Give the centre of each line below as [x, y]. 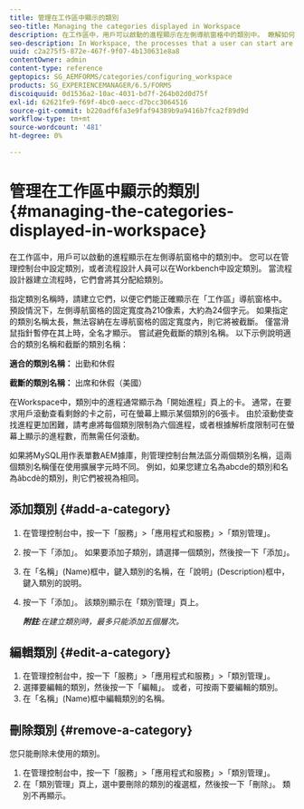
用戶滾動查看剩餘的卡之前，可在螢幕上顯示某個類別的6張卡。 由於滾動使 [152, 413]
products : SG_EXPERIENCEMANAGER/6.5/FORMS [90, 85]
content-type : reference [56, 69]
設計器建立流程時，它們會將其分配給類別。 [89, 279]
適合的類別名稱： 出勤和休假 [62, 363]
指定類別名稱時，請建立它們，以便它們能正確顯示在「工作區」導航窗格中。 [148, 298]
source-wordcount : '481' [56, 128]
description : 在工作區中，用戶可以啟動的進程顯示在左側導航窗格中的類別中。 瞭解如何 [152, 34]
